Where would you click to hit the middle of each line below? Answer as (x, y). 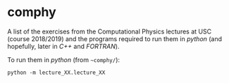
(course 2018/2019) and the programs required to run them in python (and (115, 38)
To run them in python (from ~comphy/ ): (64, 59)
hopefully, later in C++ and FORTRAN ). (63, 46)
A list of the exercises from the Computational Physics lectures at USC (110, 31)
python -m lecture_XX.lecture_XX (56, 73)
